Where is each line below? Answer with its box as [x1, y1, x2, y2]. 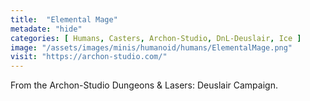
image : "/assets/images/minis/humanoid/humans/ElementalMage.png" [10, 42, 293, 53]
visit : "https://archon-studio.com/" [10, 52, 168, 62]
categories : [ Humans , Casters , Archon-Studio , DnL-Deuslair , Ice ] [10, 33, 302, 43]
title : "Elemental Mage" [10, 14, 118, 25]
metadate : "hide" [10, 24, 83, 34]
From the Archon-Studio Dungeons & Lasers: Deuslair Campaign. [10, 79, 278, 91]
